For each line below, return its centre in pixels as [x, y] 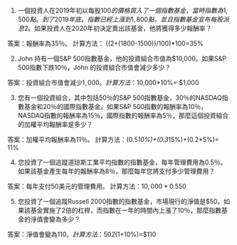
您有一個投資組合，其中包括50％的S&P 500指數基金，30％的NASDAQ [120, 98]
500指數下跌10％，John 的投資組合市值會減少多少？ [94, 67]
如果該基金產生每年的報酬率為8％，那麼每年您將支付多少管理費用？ [116, 171]
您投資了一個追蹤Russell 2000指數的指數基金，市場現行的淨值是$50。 [121, 201]
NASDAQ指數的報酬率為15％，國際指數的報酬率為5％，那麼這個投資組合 [123, 115]
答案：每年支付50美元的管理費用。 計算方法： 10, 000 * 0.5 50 [97, 186]
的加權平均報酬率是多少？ [55, 124]
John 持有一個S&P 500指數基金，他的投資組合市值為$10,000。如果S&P [122, 58]
